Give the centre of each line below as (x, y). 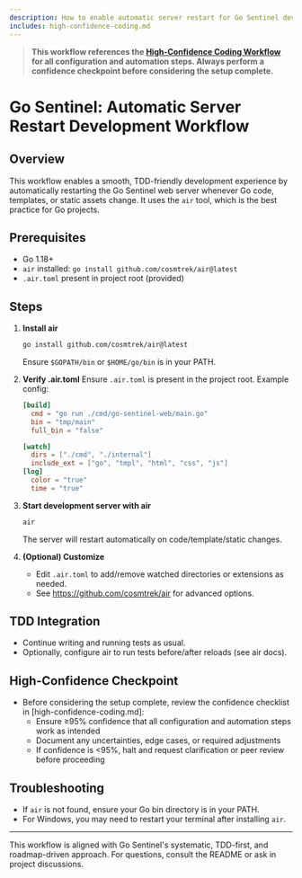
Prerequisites (48, 238)
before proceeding (70, 759)
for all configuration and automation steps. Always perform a (148, 61)
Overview (37, 160)
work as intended (68, 731)
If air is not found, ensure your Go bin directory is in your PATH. (141, 810)
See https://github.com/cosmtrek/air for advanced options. (145, 593)
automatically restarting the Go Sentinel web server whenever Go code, (142, 191)
